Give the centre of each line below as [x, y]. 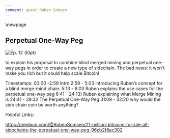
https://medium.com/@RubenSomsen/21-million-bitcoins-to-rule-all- [77, 125]
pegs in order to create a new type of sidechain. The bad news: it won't [90, 68]
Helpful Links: [20, 115]
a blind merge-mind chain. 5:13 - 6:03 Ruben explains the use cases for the [84, 89]
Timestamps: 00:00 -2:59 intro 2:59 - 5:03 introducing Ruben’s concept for [84, 83]
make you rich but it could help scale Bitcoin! [52, 73]
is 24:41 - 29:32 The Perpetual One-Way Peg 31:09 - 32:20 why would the [83, 99]
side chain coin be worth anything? [42, 105]
